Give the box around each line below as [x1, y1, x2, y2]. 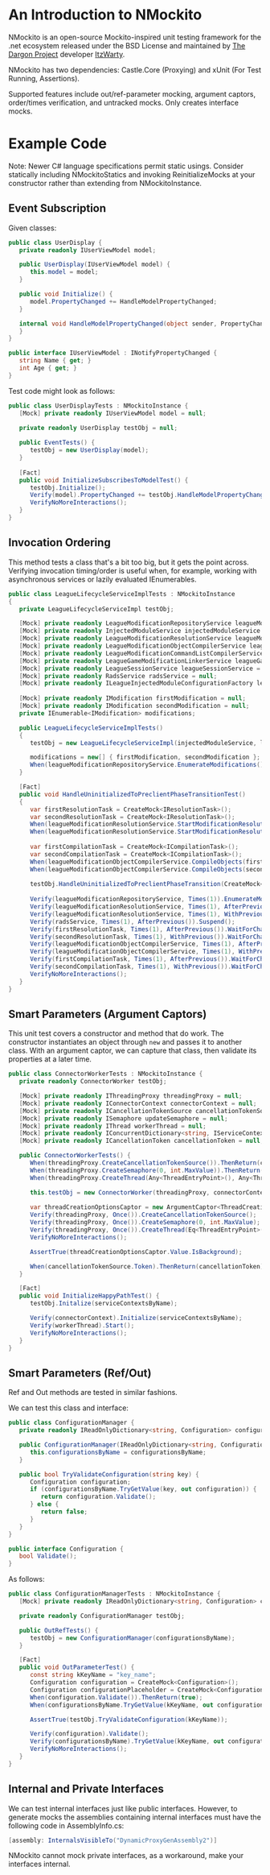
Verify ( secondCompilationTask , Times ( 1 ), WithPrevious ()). [29, 962, 231, 971]
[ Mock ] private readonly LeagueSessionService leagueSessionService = [18, 664, 261, 673]
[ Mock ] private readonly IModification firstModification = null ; [18, 694, 247, 702]
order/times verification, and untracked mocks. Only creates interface [8, 97, 239, 107]
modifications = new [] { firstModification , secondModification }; [29, 753, 261, 762]
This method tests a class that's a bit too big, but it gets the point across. [8, 557, 249, 567]
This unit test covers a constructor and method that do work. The [8, 1029, 224, 1038]
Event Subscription [8, 201, 107, 215]
